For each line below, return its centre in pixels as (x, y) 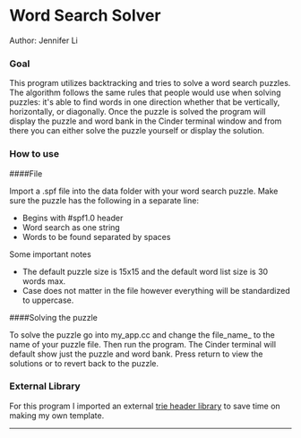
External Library (45, 386)
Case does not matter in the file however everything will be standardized (156, 290)
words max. (44, 281)
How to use (34, 154)
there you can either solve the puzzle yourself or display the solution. (137, 131)
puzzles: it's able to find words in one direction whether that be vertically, (145, 102)
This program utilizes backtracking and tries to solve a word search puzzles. (150, 83)
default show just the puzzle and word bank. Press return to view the (136, 354)
